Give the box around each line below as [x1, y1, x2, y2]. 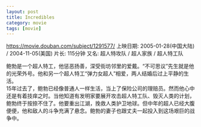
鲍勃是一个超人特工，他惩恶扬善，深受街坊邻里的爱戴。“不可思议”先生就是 [6, 63, 190, 70]
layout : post [6, 8, 39, 15]
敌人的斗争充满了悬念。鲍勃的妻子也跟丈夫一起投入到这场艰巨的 [32, 107, 190, 114]
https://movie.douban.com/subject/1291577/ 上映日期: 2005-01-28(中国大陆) [6, 42, 195, 49]
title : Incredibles [6, 14, 55, 20]
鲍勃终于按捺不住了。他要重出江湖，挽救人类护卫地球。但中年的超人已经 [6, 100, 184, 107]
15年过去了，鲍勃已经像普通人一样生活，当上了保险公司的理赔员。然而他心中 [6, 85, 195, 92]
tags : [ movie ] [6, 25, 42, 32]
